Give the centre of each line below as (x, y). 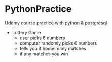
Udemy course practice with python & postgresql (56, 23)
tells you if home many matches (53, 48)
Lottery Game (26, 32)
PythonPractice (38, 9)
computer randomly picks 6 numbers (58, 43)
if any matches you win (44, 54)
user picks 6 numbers (42, 38)
